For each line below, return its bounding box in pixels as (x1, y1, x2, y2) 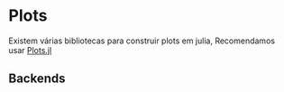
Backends (8, 71, 66, 87)
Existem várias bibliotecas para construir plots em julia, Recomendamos (8, 35, 276, 46)
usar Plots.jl (8, 44, 52, 55)
